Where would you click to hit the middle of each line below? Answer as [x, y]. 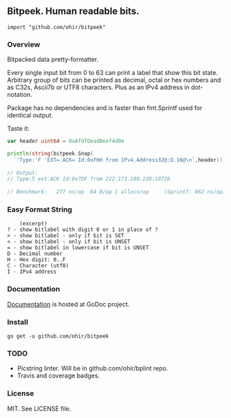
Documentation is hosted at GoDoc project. [68, 304]
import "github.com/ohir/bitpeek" [57, 27]
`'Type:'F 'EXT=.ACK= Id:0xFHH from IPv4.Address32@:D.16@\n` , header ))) [120, 160]
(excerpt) [34, 224]
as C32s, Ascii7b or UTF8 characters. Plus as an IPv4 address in [98, 87]
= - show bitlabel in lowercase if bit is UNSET [78, 248]
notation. [20, 95]
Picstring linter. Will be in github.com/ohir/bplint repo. [92, 368]
